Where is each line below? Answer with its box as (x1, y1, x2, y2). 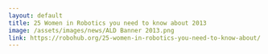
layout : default (8, 11, 63, 20)
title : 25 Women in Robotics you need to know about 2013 (8, 19, 207, 27)
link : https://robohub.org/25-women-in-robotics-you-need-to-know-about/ (8, 33, 262, 42)
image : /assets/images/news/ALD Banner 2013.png (8, 26, 175, 34)
